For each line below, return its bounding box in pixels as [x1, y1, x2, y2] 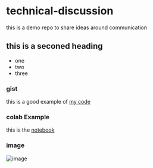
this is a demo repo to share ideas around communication [6, 24, 148, 31]
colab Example [6, 113, 50, 121]
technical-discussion [6, 4, 114, 18]
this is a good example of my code [6, 98, 91, 105]
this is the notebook [6, 126, 55, 133]
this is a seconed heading [6, 41, 103, 51]
